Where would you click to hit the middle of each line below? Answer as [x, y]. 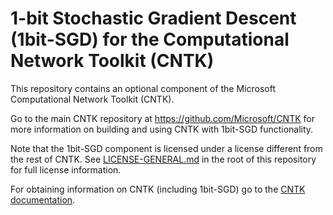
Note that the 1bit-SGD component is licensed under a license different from [166, 148]
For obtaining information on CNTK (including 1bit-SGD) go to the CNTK [158, 189]
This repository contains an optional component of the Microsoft [143, 88]
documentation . [43, 199]
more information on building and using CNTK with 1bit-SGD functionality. [162, 129]
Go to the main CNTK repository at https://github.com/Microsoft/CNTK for [162, 118]
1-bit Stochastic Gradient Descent [153, 18]
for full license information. [66, 169]
